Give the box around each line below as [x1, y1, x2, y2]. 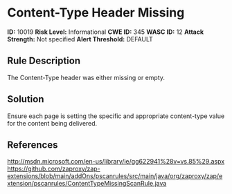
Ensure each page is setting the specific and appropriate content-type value [7, 112, 225, 120]
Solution [7, 93, 44, 105]
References [7, 139, 58, 151]
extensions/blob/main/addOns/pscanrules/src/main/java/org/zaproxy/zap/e [7, 172, 223, 180]
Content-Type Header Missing [7, 5, 185, 21]
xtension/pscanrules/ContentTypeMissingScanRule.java [7, 180, 167, 188]
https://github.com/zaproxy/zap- [7, 164, 100, 173]
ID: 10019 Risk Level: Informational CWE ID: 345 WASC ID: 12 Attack [7, 28, 204, 36]
